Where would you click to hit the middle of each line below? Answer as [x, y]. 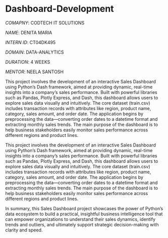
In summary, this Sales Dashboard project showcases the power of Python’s [84, 208]
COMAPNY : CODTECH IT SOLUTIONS [45, 23]
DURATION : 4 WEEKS [28, 62]
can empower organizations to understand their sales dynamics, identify [80, 219]
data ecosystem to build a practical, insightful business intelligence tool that [84, 214]
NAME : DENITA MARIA [29, 32]
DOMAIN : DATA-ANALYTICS [35, 52]
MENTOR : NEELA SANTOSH [35, 72]
